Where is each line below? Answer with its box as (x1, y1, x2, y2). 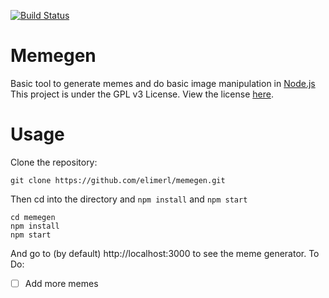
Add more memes (24, 277, 99, 289)
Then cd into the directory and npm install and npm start (10, 193, 248, 205)
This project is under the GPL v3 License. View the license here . (10, 88, 274, 100)
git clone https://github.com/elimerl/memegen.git (10, 175, 226, 185)
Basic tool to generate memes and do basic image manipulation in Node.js (10, 77, 316, 89)
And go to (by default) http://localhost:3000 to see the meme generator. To (10, 247, 320, 259)
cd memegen (10, 212, 56, 222)
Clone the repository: (10, 156, 98, 168)
